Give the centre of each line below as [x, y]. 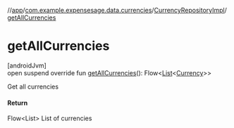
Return [18, 103]
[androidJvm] [27, 65]
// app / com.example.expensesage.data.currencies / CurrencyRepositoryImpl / [117, 10]
